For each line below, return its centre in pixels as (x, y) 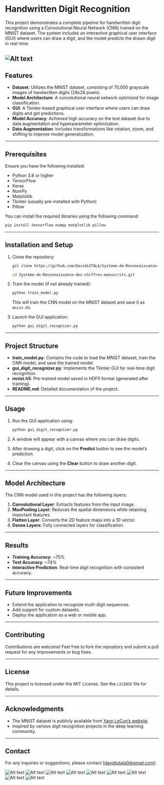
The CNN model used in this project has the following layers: (66, 495)
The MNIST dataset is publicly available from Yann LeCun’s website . (80, 721)
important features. (31, 515)
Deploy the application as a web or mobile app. (59, 615)
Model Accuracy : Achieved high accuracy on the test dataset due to (81, 119)
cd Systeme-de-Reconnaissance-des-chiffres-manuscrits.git (73, 275)
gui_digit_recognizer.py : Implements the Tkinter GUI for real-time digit (83, 368)
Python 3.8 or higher (33, 175)
